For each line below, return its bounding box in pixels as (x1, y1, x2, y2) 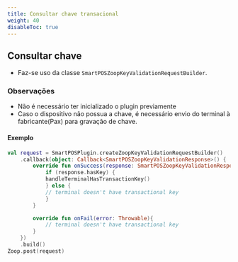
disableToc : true (7, 23, 59, 30)
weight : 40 (7, 17, 40, 24)
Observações (7, 86, 55, 96)
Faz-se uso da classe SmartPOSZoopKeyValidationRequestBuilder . (17, 69, 208, 77)
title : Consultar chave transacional (7, 10, 119, 18)
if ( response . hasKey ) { (45, 169, 115, 176)
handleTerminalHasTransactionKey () (45, 176, 151, 183)
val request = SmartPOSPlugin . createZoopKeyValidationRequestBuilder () (7, 149, 223, 156)
